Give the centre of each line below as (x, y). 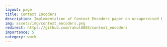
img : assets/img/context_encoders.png (45, 23)
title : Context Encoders (31, 14)
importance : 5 (20, 32)
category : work (21, 37)
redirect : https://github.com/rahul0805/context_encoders (66, 28)
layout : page (19, 10)
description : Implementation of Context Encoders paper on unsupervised (82, 19)
